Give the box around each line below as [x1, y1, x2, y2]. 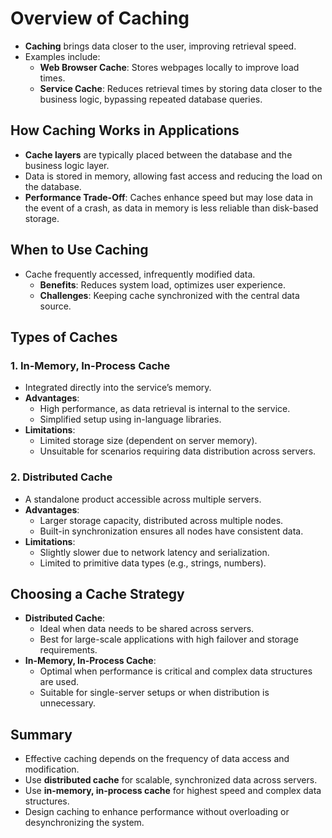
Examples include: [24, 50, 101, 62]
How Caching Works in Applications [10, 122, 240, 139]
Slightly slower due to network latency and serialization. [39, 546, 270, 558]
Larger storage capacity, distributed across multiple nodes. [39, 514, 284, 526]
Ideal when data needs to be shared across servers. [39, 623, 255, 635]
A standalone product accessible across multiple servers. [24, 493, 262, 505]
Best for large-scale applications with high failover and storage [39, 633, 299, 646]
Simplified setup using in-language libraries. [39, 413, 222, 426]
